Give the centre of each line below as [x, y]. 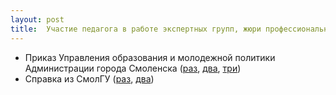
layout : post [37, 19]
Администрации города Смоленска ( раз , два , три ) [133, 68]
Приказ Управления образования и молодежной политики [150, 57]
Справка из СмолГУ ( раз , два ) [89, 78]
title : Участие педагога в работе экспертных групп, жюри [136, 29]
